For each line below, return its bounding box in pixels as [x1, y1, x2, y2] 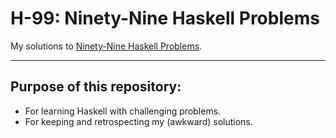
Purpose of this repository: [10, 78, 182, 96]
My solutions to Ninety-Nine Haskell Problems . [10, 40, 203, 52]
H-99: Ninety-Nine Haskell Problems [10, 7, 320, 30]
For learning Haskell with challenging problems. [24, 105, 222, 117]
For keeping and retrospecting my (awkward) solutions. [24, 115, 253, 127]
